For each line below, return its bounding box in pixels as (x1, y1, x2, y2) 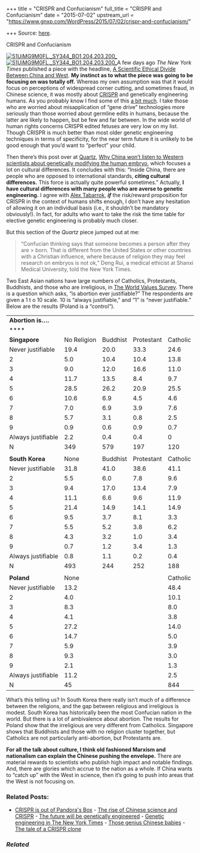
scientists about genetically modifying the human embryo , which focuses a (6, 160, 191, 167)
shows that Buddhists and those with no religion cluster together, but (6, 728, 176, 735)
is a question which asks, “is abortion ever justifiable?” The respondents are (6, 290, 193, 297)
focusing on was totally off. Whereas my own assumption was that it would (6, 78, 193, 85)
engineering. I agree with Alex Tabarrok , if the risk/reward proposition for (6, 192, 188, 198)
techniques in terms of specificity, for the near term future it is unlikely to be (6, 135, 193, 143)
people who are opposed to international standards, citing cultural (6, 173, 170, 179)
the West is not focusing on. (6, 778, 75, 785)
